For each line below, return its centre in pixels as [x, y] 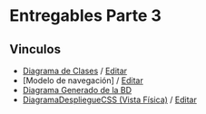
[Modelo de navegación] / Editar [83, 81]
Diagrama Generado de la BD [77, 90]
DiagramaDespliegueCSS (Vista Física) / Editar [109, 100]
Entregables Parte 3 [85, 16]
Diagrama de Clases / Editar [75, 71]
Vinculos [35, 49]
